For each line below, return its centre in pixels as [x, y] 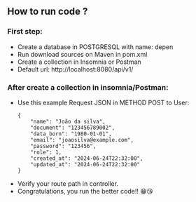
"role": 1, [46, 152]
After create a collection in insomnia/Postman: [88, 87]
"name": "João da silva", [68, 121]
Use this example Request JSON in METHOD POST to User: [103, 102]
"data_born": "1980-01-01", [71, 134]
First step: [25, 32]
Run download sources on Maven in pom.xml [82, 54]
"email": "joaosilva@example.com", [82, 140]
